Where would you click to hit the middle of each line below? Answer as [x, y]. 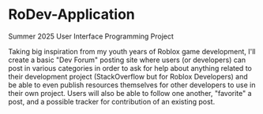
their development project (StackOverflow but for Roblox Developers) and [128, 76]
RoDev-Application [72, 15]
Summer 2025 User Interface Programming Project [91, 36]
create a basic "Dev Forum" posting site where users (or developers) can [127, 60]
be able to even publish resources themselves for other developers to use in [132, 85]
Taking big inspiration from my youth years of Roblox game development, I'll [132, 51]
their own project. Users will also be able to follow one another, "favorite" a [130, 93]
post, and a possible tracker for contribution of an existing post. [112, 101]
